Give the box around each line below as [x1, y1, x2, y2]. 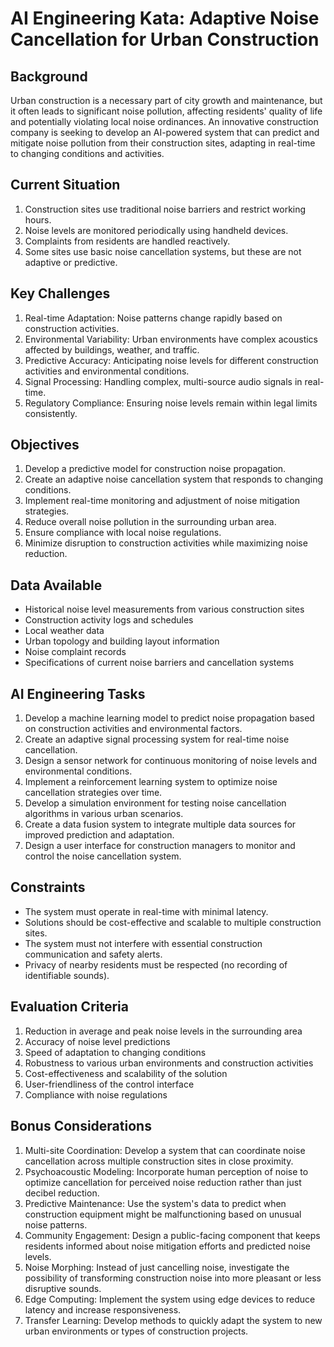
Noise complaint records [24, 646, 127, 658]
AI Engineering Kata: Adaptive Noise [10, 7, 320, 30]
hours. [24, 213, 52, 226]
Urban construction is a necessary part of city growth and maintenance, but [10, 95, 323, 106]
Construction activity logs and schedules [24, 614, 194, 626]
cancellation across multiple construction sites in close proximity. [24, 1155, 294, 1167]
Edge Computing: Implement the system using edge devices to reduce [24, 1293, 316, 1305]
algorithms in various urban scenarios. [24, 808, 184, 820]
